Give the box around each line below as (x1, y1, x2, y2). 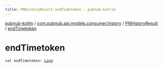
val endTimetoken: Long (5, 58, 53, 63)
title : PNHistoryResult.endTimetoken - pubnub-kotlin (5, 7, 116, 12)
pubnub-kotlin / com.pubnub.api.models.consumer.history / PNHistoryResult (5, 20, 158, 26)
